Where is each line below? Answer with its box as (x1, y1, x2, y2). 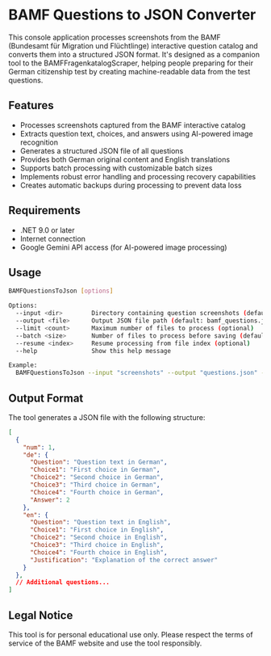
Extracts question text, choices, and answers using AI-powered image (19, 128, 253, 138)
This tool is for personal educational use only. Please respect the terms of (8, 630, 253, 639)
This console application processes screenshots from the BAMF (8, 32, 222, 42)
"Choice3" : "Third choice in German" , (29, 481, 161, 490)
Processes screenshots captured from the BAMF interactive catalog (19, 120, 246, 130)
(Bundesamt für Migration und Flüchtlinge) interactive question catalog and (8, 40, 258, 50)
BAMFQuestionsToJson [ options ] (8, 287, 114, 296)
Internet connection (19, 233, 86, 243)
